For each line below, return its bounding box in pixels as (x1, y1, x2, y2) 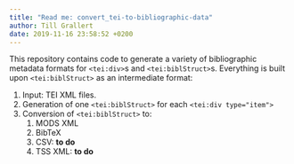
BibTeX (35, 128, 61, 138)
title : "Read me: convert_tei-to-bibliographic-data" (9, 12, 214, 22)
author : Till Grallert (9, 21, 94, 30)
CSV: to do (35, 137, 76, 147)
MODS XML (35, 118, 79, 129)
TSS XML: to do (35, 146, 94, 157)
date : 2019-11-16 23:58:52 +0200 (9, 29, 134, 38)
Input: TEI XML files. (21, 90, 96, 100)
